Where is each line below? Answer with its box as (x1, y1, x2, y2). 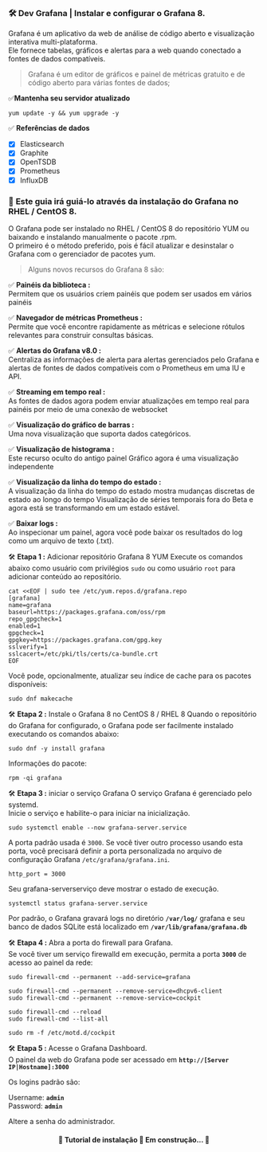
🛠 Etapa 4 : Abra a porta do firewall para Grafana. (8, 938, 173, 947)
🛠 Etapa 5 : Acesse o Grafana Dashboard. (8, 1043, 147, 1052)
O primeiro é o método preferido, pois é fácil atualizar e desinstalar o (8, 241, 234, 250)
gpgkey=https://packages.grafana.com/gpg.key (8, 636, 162, 644)
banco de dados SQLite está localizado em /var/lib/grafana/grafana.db (8, 922, 247, 931)
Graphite (19, 148, 49, 158)
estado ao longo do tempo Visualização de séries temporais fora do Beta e (8, 494, 253, 504)
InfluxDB (19, 175, 49, 185)
